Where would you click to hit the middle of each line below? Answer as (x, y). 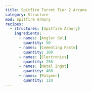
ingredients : (28, 33)
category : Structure (27, 15)
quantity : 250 (38, 62)
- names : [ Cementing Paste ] (48, 48)
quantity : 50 (37, 43)
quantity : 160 (38, 52)
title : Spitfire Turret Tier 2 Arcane (46, 10)
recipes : (14, 24)
